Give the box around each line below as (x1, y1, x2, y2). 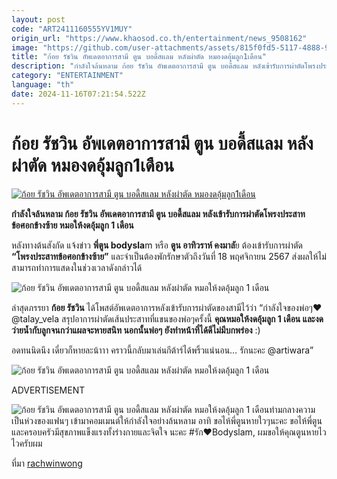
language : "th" (11, 80, 75, 90)
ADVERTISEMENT (11, 384, 86, 396)
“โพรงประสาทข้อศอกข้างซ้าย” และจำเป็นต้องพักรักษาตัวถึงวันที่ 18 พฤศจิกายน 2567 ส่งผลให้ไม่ (11, 250, 327, 262)
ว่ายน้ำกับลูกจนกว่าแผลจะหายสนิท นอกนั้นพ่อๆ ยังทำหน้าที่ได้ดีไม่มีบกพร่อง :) (11, 324, 261, 336)
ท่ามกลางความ (269, 403, 316, 415)
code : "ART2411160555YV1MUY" (11, 24, 133, 34)
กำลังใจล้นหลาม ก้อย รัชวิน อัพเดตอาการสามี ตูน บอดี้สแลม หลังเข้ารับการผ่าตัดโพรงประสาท (11, 207, 306, 220)
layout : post (11, 14, 66, 25)
